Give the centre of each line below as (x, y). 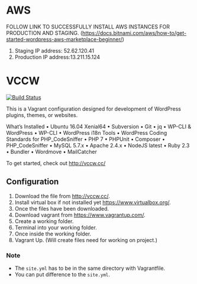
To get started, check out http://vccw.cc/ (56, 163)
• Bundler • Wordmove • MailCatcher (52, 151)
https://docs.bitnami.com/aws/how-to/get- (134, 33)
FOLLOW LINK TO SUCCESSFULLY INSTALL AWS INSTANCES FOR (88, 27)
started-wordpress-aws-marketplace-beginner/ (64, 39)
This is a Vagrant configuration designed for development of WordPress (94, 109)
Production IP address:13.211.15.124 (57, 57)
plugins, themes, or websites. (42, 115)
